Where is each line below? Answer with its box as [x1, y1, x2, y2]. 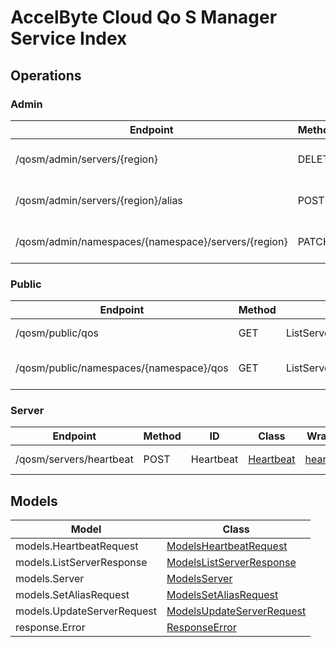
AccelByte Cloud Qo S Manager [10, 6, 278, 29]
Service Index [10, 27, 128, 50]
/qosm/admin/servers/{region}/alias [15, 193, 183, 207]
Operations [10, 67, 82, 84]
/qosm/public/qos [15, 326, 99, 340]
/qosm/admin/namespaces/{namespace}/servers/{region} [15, 234, 288, 248]
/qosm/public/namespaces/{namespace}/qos [15, 361, 229, 375]
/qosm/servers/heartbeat [15, 452, 134, 466]
